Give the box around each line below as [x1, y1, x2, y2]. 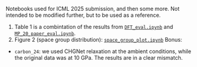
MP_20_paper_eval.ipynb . [14, 30, 76, 37]
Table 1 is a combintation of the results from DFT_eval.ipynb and [14, 24, 174, 30]
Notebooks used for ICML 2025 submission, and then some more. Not [5, 5, 180, 12]
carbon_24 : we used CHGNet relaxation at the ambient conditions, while [14, 48, 192, 55]
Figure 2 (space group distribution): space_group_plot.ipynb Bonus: [14, 36, 183, 43]
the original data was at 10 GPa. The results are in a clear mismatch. [14, 54, 183, 61]
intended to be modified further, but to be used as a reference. [5, 11, 161, 19]
